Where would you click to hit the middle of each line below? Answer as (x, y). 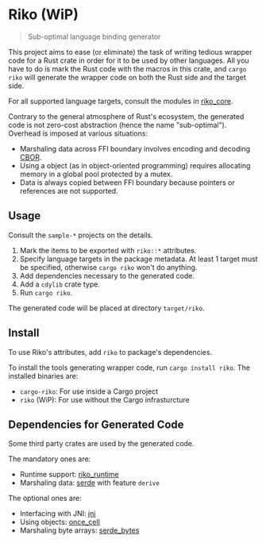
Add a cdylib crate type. (60, 284)
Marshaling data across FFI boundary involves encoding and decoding (135, 148)
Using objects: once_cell (60, 522)
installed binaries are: (43, 375)
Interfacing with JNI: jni (58, 514)
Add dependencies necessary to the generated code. (107, 275)
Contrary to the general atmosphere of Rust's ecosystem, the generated (126, 116)
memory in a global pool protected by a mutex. (96, 174)
